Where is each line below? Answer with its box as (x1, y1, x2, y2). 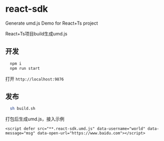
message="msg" (5, 131, 36, 136)
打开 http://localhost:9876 (5, 75, 64, 82)
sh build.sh (10, 106, 36, 111)
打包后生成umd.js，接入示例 (5, 116, 65, 122)
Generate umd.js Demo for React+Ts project (5, 20, 98, 26)
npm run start (10, 66, 40, 71)
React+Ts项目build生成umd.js (5, 30, 68, 36)
